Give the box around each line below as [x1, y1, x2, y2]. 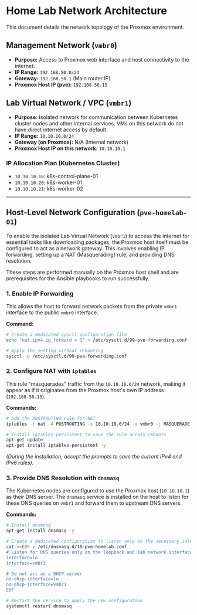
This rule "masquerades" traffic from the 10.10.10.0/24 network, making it [6, 380, 186, 388]
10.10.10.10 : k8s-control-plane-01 [14, 172, 98, 179]
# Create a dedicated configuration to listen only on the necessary [6, 538, 180, 545]
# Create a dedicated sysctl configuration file [6, 331, 127, 338]
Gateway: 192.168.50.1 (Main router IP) [14, 74, 111, 81]
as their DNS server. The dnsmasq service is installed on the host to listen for [6, 494, 189, 501]
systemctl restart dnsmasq [6, 603, 72, 609]
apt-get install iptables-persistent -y [6, 443, 107, 448]
